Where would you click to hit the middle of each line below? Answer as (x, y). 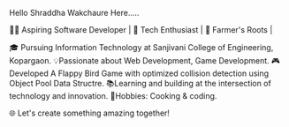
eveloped (29, 73)
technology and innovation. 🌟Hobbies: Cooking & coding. (113, 96)
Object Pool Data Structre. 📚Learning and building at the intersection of (140, 83)
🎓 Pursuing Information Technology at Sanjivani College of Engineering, (141, 47)
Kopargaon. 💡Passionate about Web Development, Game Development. (139, 60)
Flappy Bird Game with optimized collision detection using (164, 73)
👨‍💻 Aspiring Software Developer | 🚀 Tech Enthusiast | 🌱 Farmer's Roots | (141, 30)
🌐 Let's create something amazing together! (90, 113)
